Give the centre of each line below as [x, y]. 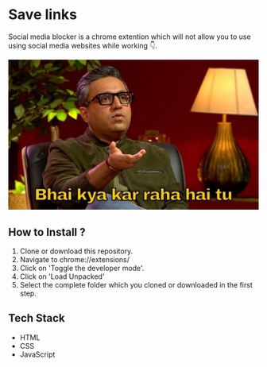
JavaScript [37, 354]
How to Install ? [47, 232]
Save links [43, 15]
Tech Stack [37, 318]
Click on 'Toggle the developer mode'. [82, 268]
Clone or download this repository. [76, 251]
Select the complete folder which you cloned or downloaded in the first [136, 284]
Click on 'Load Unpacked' [62, 276]
